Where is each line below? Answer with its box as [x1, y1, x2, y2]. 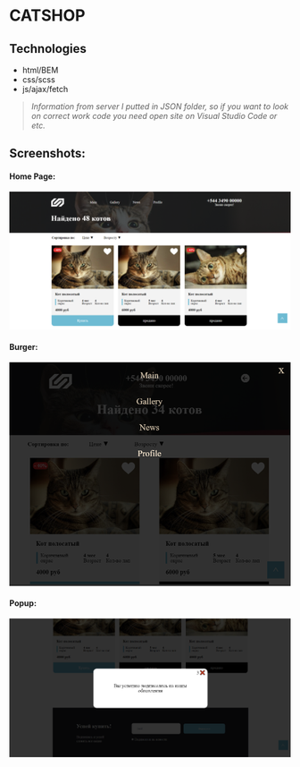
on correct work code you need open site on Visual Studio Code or [30, 111, 278, 121]
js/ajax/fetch [21, 84, 69, 94]
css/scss [21, 74, 55, 85]
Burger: [9, 342, 38, 353]
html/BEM [21, 64, 59, 75]
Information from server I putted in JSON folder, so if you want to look [30, 101, 289, 112]
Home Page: [9, 171, 56, 182]
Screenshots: [9, 146, 87, 161]
